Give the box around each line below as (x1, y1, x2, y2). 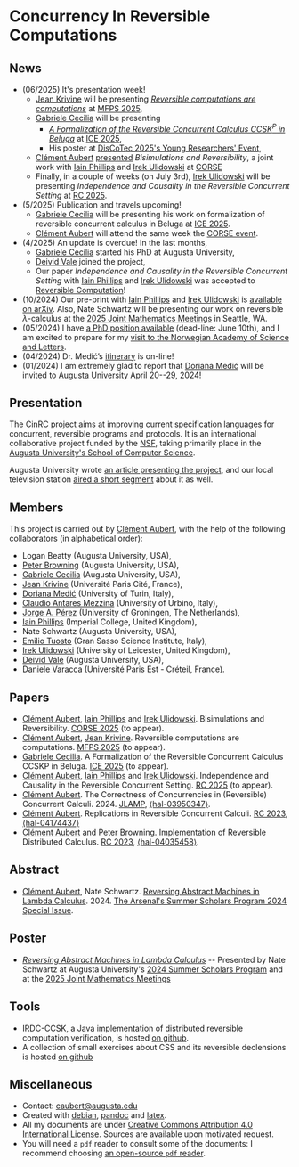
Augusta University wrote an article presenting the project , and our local (9, 465, 274, 476)
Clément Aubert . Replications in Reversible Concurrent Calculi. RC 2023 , (21, 808, 288, 819)
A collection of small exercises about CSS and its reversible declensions (21, 1041, 287, 1052)
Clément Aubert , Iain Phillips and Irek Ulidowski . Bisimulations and (21, 714, 265, 724)
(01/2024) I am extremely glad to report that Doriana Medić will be (21, 360, 265, 371)
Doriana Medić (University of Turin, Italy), (21, 588, 174, 599)
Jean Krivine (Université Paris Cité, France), (21, 579, 183, 590)
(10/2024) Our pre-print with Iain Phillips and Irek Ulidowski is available (21, 294, 283, 305)
